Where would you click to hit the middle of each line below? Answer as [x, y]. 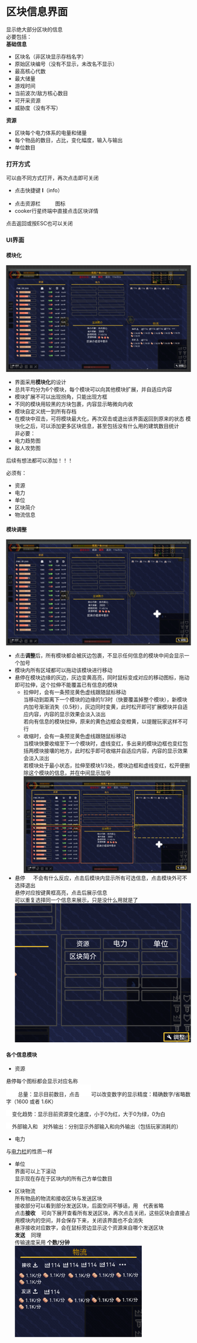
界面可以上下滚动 [35, 1171]
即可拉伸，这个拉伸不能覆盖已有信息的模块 [66, 684]
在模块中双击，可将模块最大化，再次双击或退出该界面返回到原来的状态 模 [103, 419]
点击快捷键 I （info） [39, 191]
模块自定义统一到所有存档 [45, 412]
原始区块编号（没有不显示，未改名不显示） [66, 64]
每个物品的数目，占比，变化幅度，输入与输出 [69, 140]
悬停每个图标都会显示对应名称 [42, 1081]
